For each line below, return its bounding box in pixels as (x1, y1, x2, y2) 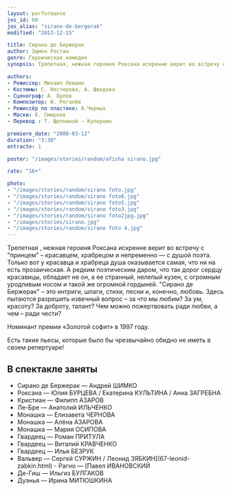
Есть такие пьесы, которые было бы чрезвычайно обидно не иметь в (7, 336, 211, 344)
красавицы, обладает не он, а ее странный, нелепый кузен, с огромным (7, 273, 221, 282)
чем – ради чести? (7, 310, 62, 318)
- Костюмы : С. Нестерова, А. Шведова (7, 86, 115, 93)
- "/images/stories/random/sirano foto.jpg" (7, 187, 137, 194)
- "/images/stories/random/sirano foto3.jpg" (7, 205, 140, 213)
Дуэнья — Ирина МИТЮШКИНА (16, 476, 112, 484)
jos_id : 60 (7, 16, 38, 23)
